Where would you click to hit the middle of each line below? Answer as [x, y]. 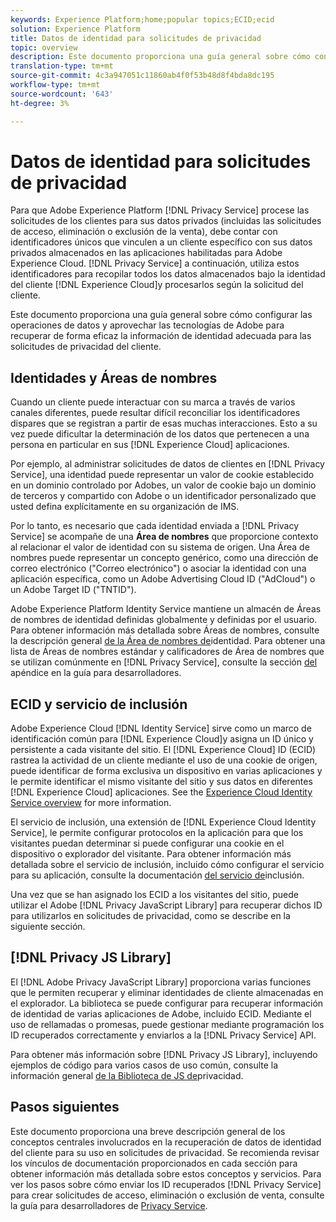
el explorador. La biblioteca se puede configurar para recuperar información [167, 1003]
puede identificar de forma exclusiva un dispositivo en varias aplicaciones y [166, 771]
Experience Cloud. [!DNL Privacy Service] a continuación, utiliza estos [155, 263]
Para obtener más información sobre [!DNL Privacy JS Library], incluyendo [164, 1054]
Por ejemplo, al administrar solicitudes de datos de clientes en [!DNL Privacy [167, 464]
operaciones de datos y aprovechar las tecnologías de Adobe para [147, 325]
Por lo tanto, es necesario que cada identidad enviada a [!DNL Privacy [155, 526]
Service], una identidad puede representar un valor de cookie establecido [162, 475]
